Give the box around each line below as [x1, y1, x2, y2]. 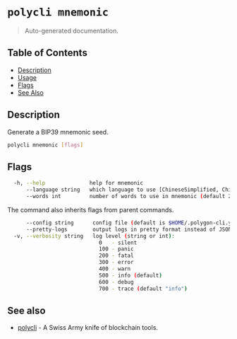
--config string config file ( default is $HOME [25, 219, 185, 226]
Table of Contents [7, 47, 88, 59]
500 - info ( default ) [98, 272, 162, 279]
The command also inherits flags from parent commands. [7, 205, 174, 214]
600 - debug [98, 278, 134, 285]
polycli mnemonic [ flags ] [7, 141, 83, 149]
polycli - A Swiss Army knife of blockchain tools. [17, 323, 159, 332]
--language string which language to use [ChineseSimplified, [25, 186, 219, 193]
